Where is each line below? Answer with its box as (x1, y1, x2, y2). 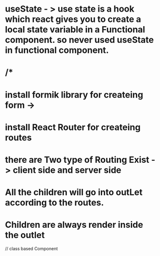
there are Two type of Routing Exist (5, 154, 149, 165)
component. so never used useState (5, 34, 154, 46)
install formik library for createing (5, 89, 144, 100)
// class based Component (5, 246, 58, 252)
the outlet (5, 230, 45, 241)
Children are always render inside (5, 220, 144, 230)
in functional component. (5, 45, 109, 56)
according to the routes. (5, 197, 104, 208)
